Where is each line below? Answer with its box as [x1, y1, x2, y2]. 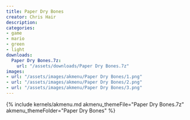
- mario [6, 36, 25, 42]
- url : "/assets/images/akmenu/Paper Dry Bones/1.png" [6, 74, 143, 80]
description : [6, 19, 38, 25]
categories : [6, 25, 35, 31]
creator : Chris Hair [6, 14, 57, 20]
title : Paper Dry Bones [6, 8, 64, 15]
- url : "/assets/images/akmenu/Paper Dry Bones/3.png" [6, 85, 143, 91]
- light [6, 47, 25, 53]
